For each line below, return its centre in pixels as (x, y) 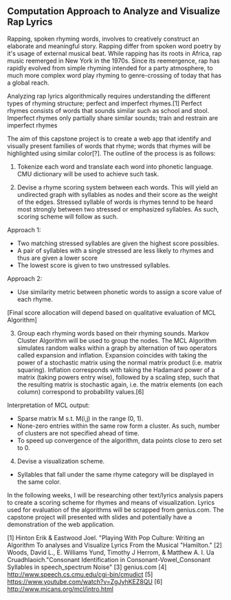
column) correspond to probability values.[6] (80, 391)
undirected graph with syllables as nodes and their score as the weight (117, 194)
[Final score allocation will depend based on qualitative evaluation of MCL (112, 312)
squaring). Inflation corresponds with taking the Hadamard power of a (116, 370)
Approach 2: (25, 278)
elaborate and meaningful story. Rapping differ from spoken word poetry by (114, 46)
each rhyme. (35, 299)
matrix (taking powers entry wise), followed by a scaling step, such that (118, 377)
